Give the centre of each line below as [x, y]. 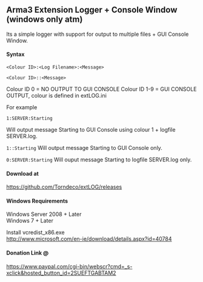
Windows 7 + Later [30, 221]
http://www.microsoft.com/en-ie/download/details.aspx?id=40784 [89, 239]
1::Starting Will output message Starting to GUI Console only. [84, 148]
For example [22, 107]
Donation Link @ [28, 253]
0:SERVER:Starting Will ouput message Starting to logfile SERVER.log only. [99, 159]
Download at [23, 173]
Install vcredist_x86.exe [35, 232]
